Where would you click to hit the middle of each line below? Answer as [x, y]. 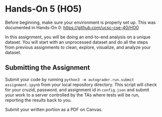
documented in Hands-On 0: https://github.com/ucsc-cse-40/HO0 [72, 27]
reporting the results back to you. [38, 100]
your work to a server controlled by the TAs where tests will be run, [72, 95]
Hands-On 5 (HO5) [43, 9]
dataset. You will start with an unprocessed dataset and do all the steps [77, 42]
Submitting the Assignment [47, 68]
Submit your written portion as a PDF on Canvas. [54, 109]
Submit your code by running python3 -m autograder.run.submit [70, 79]
